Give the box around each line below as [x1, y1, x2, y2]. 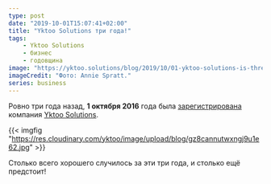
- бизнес [23, 49, 52, 57]
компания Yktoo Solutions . [8, 109, 99, 119]
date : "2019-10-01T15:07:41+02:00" [8, 19, 128, 27]
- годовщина [23, 57, 63, 65]
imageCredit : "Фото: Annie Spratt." [8, 72, 131, 80]
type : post [8, 11, 45, 20]
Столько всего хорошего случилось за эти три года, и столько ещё [8, 157, 240, 167]
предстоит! [8, 166, 47, 176]
